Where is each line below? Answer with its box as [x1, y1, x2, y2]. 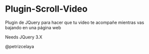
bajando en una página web [5, 24, 61, 30]
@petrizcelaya [5, 43, 34, 49]
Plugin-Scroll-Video [5, 3, 88, 15]
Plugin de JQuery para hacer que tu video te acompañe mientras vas [5, 19, 145, 25]
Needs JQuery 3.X [5, 34, 43, 40]
